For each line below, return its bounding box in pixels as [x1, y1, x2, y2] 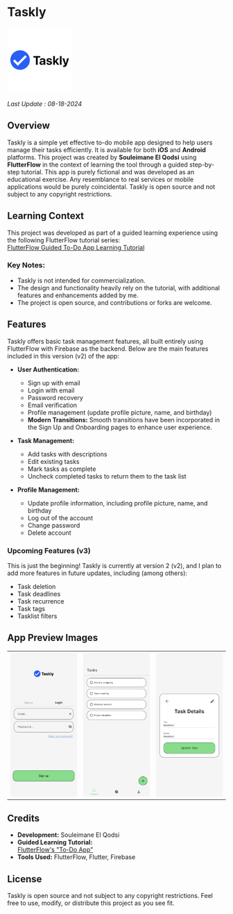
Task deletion [17, 582, 56, 590]
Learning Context [7, 210, 85, 222]
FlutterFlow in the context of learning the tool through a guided [7, 160, 189, 169]
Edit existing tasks [27, 457, 80, 465]
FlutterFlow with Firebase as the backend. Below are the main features [7, 344, 209, 353]
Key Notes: [7, 260, 45, 270]
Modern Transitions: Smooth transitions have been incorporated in [27, 415, 221, 424]
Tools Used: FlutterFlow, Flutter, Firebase [17, 853, 136, 861]
